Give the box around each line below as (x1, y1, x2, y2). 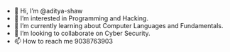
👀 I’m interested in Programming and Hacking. (13, 14, 149, 22)
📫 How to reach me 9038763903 (13, 37, 114, 45)
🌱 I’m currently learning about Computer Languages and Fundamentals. (13, 22, 224, 30)
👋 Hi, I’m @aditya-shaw (13, 7, 83, 15)
